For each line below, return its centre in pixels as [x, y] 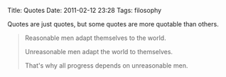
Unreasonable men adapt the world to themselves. [98, 52]
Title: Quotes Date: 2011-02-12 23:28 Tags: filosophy [85, 10]
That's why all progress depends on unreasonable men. [106, 66]
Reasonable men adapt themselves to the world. [95, 38]
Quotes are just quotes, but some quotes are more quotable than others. [113, 24]
